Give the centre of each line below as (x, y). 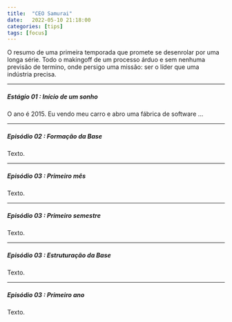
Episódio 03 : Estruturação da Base (59, 255)
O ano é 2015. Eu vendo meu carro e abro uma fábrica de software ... (105, 114)
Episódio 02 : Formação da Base (55, 136)
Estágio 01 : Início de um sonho (52, 97)
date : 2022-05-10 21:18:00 (49, 20)
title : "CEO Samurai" (40, 13)
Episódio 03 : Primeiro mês (47, 176)
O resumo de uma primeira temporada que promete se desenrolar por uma (113, 52)
